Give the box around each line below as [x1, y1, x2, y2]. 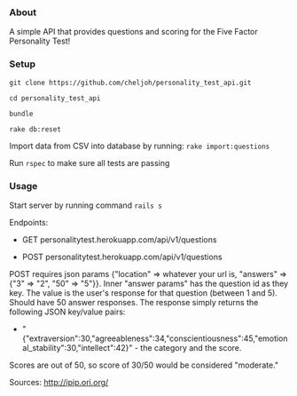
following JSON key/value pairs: [9, 306, 126, 317]
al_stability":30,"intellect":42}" [21, 342, 133, 352]
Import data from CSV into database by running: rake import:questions [9, 140, 270, 151]
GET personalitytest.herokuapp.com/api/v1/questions [21, 234, 217, 245]
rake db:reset [9, 124, 62, 134]
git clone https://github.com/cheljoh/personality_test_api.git [9, 78, 252, 87]
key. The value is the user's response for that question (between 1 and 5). [9, 287, 277, 298]
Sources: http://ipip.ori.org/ [9, 376, 109, 387]
